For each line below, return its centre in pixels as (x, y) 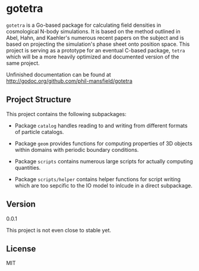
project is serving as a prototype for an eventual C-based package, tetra (96, 50)
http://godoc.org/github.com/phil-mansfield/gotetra (69, 81)
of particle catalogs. (39, 132)
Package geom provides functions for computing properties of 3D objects (104, 143)
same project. (23, 63)
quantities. (28, 167)
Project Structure (39, 100)
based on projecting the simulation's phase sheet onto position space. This (98, 44)
